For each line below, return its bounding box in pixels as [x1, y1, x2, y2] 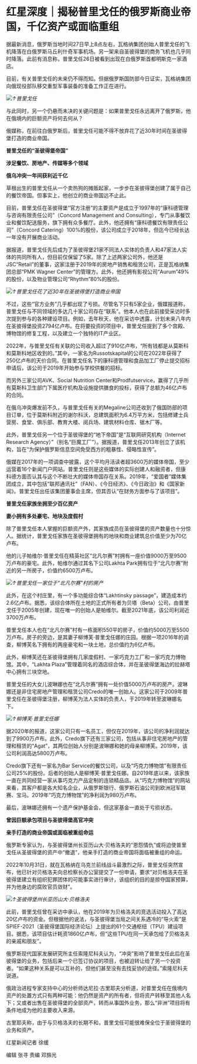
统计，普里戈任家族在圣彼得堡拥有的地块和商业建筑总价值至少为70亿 [21, 532, 187, 539]
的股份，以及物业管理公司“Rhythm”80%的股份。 [6, 275, 123, 282]
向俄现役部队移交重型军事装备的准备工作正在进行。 [6, 82, 130, 89]
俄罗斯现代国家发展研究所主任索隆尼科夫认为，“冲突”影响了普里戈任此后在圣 [6, 949, 191, 957]
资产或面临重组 [47, 20, 120, 33]
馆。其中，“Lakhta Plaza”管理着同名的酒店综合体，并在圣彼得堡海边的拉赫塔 [6, 661, 191, 668]
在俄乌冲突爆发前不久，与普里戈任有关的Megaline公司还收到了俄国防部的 [6, 403, 183, 411]
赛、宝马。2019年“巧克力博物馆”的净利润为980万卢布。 [6, 791, 140, 799]
